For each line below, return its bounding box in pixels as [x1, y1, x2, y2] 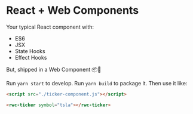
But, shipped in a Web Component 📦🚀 [6, 66, 102, 73]
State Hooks [14, 47, 46, 54]
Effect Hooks [14, 54, 47, 61]
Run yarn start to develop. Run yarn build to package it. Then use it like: [6, 79, 188, 87]
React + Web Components [6, 4, 139, 17]
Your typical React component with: [6, 23, 94, 30]
